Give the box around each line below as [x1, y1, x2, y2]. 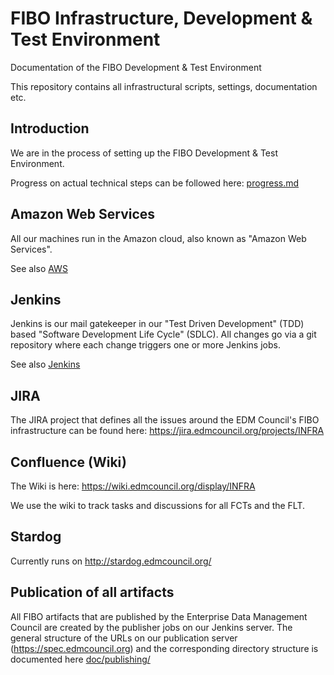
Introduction [10, 120, 90, 137]
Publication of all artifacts [10, 584, 175, 601]
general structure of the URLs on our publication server [10, 632, 238, 644]
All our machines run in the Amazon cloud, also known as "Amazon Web [10, 232, 307, 244]
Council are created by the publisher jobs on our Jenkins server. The [10, 621, 293, 633]
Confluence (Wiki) [10, 453, 128, 471]
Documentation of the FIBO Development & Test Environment [10, 61, 262, 73]
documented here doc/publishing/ [10, 653, 151, 665]
